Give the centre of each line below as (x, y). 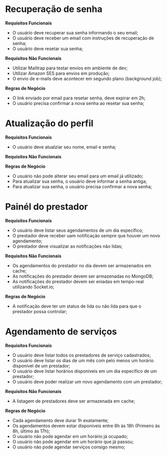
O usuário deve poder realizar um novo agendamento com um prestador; (87, 382)
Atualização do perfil (49, 124)
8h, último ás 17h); (31, 431)
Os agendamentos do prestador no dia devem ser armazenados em (82, 265)
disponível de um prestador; (41, 366)
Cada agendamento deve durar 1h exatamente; (60, 420)
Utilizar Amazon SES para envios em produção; (61, 73)
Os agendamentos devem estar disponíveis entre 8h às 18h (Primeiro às (86, 426)
